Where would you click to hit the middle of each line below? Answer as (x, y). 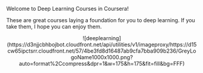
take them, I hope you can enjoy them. (54, 27)
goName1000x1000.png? (102, 57)
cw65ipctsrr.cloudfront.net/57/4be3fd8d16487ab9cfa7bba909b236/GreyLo (102, 51)
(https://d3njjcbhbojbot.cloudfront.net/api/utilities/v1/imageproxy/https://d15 (102, 45)
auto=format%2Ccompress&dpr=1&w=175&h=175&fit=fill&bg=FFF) (102, 63)
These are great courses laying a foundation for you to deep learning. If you (101, 20)
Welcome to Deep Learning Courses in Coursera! (68, 9)
